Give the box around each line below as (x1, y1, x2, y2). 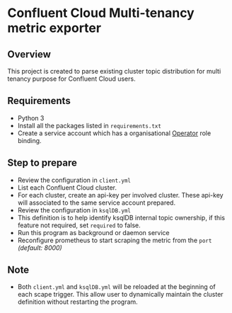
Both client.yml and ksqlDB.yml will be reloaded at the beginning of (17, 283, 216, 291)
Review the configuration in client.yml (17, 176, 132, 184)
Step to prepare (7, 157, 78, 169)
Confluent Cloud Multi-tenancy (7, 5, 195, 21)
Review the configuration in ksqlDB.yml (17, 205, 132, 214)
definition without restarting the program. (17, 297, 138, 306)
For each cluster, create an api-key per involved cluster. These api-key (17, 190, 224, 199)
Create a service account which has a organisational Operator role (17, 129, 211, 137)
